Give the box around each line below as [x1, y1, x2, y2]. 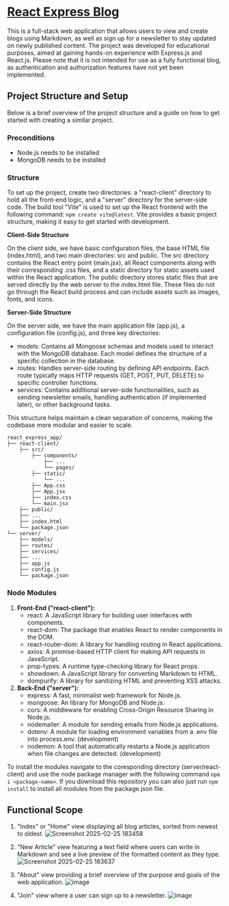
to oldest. [16, 830, 44, 838]
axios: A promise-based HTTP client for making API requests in [27, 647, 205, 655]
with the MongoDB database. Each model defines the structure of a [16, 350, 207, 358]
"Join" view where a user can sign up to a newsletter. [16, 892, 167, 900]
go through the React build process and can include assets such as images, [7, 288, 220, 296]
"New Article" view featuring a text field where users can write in [16, 843, 200, 851]
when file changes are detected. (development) [27, 749, 161, 757]
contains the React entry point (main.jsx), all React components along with [7, 258, 217, 267]
